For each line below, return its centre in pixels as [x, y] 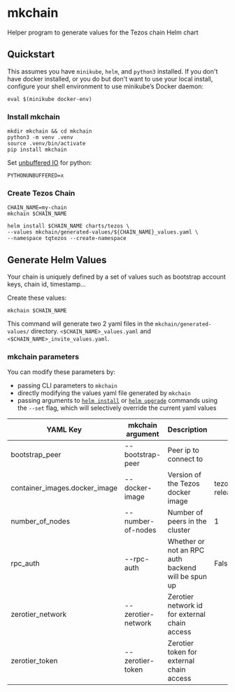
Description [187, 430]
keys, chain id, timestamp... [47, 284]
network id [185, 606]
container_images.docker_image [64, 488]
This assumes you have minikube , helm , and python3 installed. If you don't [113, 71]
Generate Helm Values [57, 260]
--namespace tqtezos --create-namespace [67, 239]
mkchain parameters [43, 357]
